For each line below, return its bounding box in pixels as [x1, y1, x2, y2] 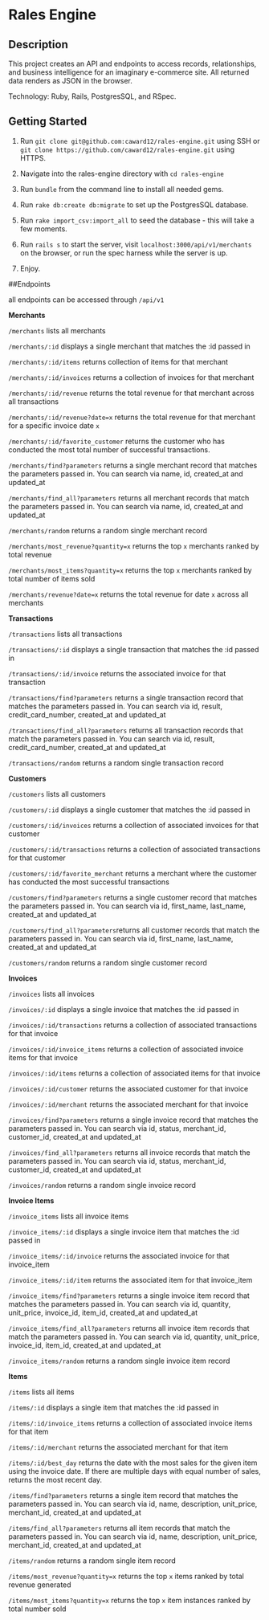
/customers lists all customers [8, 789, 106, 798]
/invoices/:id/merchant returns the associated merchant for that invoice [8, 1099, 249, 1109]
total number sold [8, 1604, 67, 1614]
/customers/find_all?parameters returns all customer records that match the [8, 925, 260, 935]
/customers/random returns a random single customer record [8, 957, 207, 967]
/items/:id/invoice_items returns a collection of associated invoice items [8, 1418, 253, 1427]
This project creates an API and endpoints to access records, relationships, [8, 59, 257, 68]
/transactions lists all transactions [8, 629, 123, 639]
